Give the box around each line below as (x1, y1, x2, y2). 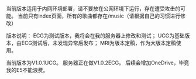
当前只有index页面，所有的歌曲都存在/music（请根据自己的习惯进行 (17, 12, 181, 19)
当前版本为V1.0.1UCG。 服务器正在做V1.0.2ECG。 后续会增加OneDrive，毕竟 (6, 59, 189, 66)
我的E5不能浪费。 (6, 67, 49, 73)
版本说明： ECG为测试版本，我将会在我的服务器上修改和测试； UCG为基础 (6, 32, 185, 39)
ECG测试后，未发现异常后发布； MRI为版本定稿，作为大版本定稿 (21, 40, 177, 46)
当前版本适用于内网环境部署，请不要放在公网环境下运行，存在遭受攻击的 (6, 5, 180, 12)
